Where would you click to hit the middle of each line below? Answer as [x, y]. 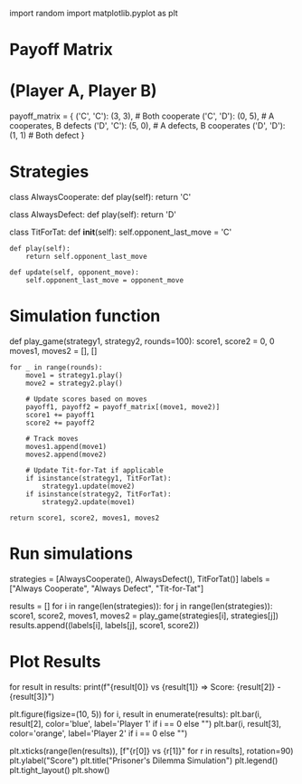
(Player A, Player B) [83, 91]
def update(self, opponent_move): [75, 272]
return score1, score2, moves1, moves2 [85, 518]
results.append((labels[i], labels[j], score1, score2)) [104, 625]
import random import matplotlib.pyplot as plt [94, 13]
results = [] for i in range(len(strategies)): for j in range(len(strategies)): [141, 606]
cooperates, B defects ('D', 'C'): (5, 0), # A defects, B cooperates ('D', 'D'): [147, 126]
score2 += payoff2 [60, 423]
